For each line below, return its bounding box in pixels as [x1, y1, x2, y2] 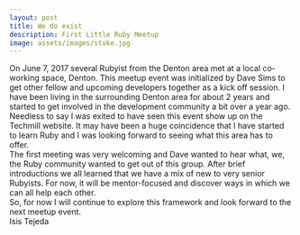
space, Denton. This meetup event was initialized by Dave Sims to [41, 73, 286, 84]
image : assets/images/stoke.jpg [9, 38, 131, 48]
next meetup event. [9, 206, 82, 217]
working [9, 73, 41, 84]
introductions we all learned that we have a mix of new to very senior [9, 168, 266, 179]
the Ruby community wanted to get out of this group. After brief [9, 158, 246, 169]
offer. [9, 140, 30, 150]
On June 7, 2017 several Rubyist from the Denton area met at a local [9, 63, 261, 74]
